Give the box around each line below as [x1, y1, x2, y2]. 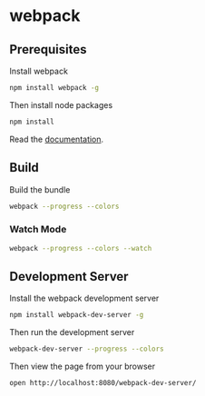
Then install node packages [9, 99, 113, 110]
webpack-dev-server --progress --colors [9, 344, 165, 354]
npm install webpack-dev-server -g [9, 311, 144, 320]
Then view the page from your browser [9, 361, 156, 372]
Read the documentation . [9, 134, 104, 144]
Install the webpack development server [9, 292, 160, 304]
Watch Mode [9, 223, 67, 236]
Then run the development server [9, 327, 135, 338]
